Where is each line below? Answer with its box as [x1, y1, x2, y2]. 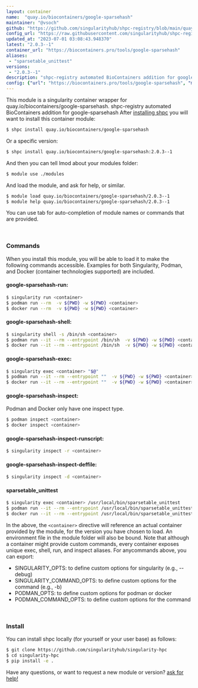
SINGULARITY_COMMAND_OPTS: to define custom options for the [14, 577, 177, 584]
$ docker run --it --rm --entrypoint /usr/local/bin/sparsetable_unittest [6, 511, 194, 517]
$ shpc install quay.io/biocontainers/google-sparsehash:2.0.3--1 [6, 148, 173, 154]
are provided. [6, 215, 39, 222]
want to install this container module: [6, 115, 96, 122]
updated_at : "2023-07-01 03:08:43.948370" [6, 36, 112, 42]
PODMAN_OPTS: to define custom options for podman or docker [14, 590, 172, 597]
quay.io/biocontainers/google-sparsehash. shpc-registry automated [6, 103, 171, 109]
